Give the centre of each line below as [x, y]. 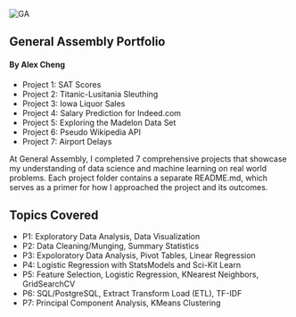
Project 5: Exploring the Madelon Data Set [99, 122]
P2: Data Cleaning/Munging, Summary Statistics [111, 246]
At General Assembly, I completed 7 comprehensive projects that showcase [148, 158]
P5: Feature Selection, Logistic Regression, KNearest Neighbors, [140, 275]
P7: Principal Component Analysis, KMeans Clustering [121, 303]
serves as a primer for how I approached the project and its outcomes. [139, 187]
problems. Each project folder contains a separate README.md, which [139, 178]
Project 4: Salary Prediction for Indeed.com [101, 113]
